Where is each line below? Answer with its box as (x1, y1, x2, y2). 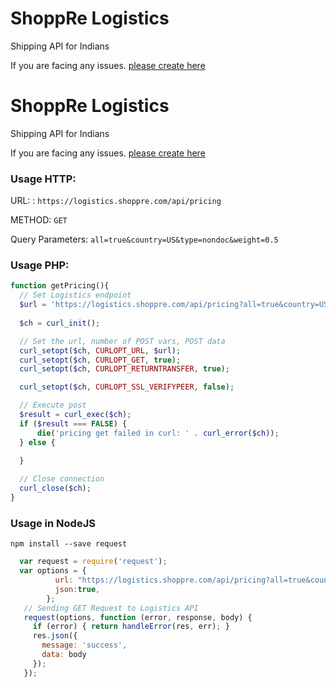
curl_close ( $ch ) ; (19, 483, 92, 494)
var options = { (19, 566, 87, 576)
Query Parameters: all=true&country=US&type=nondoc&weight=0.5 (10, 233, 279, 246)
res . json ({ (32, 631, 78, 641)
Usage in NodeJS (10, 516, 96, 530)
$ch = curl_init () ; (19, 318, 101, 328)
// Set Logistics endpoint (19, 290, 132, 301)
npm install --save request (10, 539, 128, 549)
